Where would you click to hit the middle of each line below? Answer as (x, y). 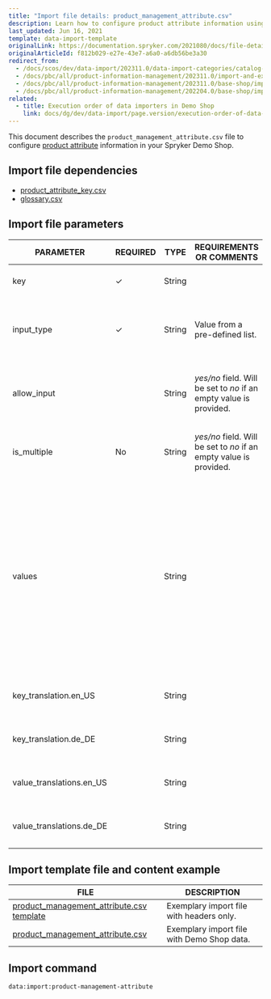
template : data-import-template (63, 38)
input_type (32, 329)
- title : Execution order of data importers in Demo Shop (115, 106)
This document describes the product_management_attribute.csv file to (126, 137)
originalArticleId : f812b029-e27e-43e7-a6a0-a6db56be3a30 (108, 53)
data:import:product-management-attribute (81, 987)
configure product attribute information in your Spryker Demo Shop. (121, 145)
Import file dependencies (73, 171)
